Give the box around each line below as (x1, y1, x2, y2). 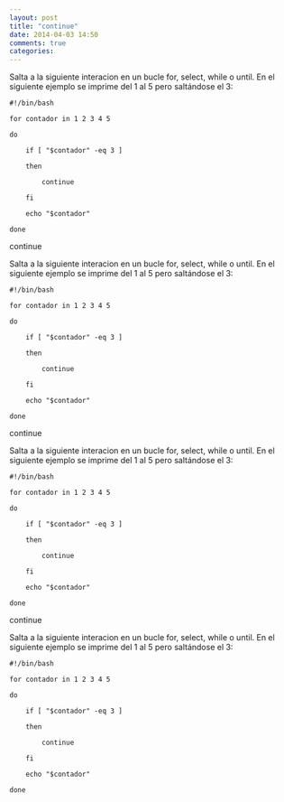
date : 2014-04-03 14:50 (9, 30, 99, 39)
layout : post (9, 13, 59, 23)
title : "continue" (9, 22, 78, 31)
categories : (9, 47, 54, 56)
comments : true (9, 38, 67, 48)
